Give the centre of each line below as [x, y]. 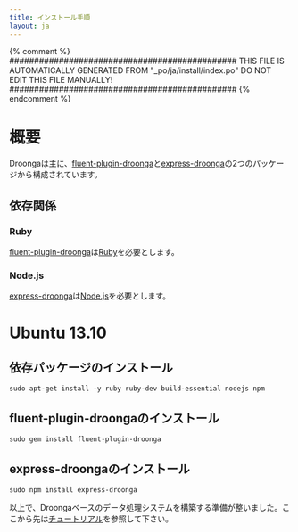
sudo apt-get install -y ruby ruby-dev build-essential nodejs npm [137, 389]
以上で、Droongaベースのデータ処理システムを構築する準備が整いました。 [146, 508]
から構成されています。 [59, 175]
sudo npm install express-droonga [74, 490]
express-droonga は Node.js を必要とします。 [90, 296]
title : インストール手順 [50, 17]
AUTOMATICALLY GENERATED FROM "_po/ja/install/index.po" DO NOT [141, 70]
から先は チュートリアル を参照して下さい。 [95, 519]
